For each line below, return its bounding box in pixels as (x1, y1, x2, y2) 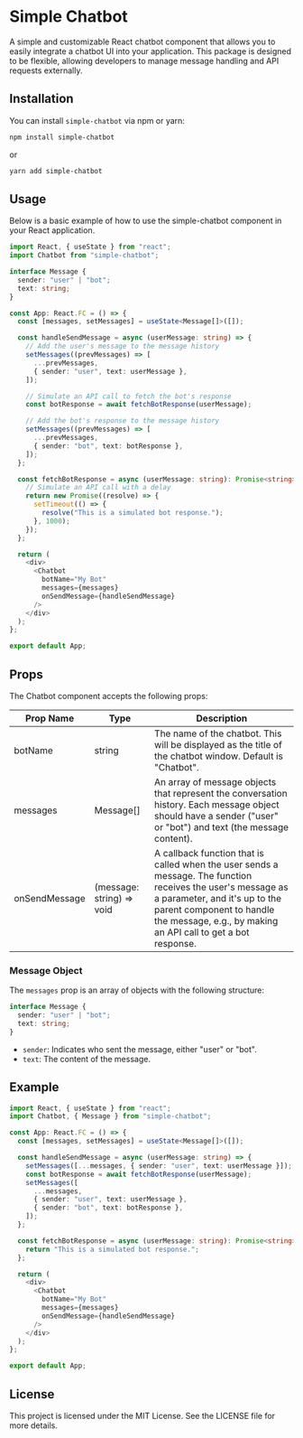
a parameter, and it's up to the (154, 892, 282, 904)
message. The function (154, 870, 252, 882)
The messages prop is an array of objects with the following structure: (9, 985, 264, 995)
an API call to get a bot (154, 926, 250, 938)
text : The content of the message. (22, 1053, 151, 1064)
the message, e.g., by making (154, 915, 279, 927)
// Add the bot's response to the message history (25, 416, 220, 425)
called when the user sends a (154, 858, 279, 871)
